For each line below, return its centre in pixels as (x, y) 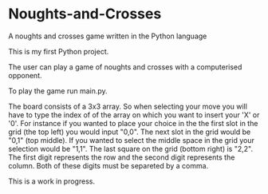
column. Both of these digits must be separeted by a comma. (108, 165)
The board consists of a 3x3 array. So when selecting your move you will (128, 106)
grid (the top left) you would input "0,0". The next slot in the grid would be (130, 132)
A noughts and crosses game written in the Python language (108, 36)
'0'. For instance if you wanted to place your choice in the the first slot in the (133, 123)
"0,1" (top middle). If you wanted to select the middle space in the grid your (132, 140)
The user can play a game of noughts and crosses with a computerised (125, 67)
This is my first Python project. (59, 51)
